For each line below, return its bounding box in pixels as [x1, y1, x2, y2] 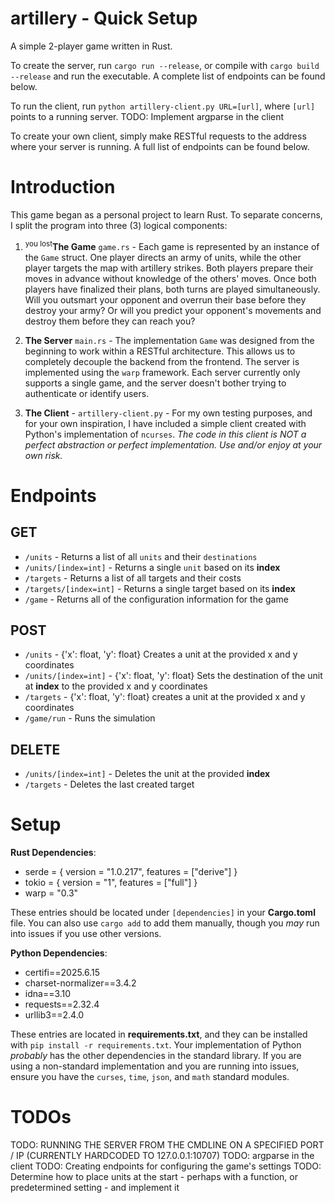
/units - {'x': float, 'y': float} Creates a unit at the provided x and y [24, 648, 298, 661]
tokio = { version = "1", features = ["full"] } [24, 877, 198, 889]
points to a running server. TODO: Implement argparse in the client [10, 110, 285, 122]
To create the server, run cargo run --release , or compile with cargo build [10, 59, 320, 71]
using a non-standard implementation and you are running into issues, [10, 1060, 300, 1072]
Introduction [10, 176, 116, 199]
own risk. [24, 449, 63, 461]
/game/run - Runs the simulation [24, 712, 156, 724]
